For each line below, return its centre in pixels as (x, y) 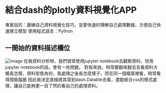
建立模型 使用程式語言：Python (41, 31)
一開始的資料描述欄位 (38, 48)
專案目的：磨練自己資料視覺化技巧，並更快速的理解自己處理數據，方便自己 (81, 25)
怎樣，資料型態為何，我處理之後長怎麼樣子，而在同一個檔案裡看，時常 (85, 73)
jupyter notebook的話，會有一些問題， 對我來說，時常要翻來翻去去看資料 (80, 67)
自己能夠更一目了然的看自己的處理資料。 (59, 86)
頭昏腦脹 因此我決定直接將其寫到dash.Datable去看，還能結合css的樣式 (81, 79)
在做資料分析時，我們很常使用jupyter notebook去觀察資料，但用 (89, 61)
